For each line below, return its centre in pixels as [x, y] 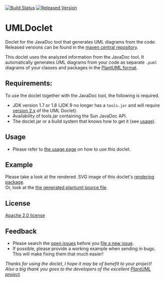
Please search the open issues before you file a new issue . [73, 243]
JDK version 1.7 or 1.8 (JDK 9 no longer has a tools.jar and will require [86, 105]
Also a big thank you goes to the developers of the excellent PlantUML [78, 269]
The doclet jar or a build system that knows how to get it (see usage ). [84, 121]
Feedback [21, 231]
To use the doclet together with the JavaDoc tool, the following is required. [82, 95]
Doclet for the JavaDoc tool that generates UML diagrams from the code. [81, 42]
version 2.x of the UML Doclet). [45, 110]
